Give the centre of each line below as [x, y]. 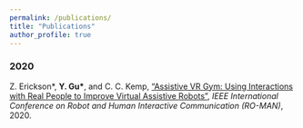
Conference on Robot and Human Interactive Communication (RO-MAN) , [146, 105]
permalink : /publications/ [61, 18]
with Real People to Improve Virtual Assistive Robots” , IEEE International [144, 95]
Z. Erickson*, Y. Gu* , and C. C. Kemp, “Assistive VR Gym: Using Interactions [151, 86]
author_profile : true [50, 34]
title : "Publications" [52, 26]
